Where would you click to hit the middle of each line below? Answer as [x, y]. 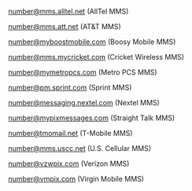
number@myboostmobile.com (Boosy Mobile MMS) [92, 42]
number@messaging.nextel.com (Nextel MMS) [84, 103]
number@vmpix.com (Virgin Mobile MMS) [76, 179]
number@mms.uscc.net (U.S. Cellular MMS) [80, 148]
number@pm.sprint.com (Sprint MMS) [70, 87]
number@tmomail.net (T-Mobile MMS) [70, 133]
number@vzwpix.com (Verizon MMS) [69, 163]
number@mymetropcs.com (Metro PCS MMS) [83, 72]
